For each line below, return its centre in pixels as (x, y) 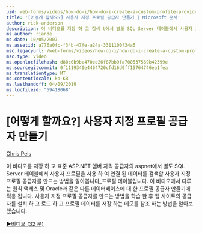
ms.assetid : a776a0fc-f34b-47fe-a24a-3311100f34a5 (71, 46)
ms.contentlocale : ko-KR (37, 79)
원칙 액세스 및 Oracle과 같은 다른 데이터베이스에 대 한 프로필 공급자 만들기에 (101, 188)
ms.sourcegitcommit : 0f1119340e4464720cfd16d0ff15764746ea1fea (87, 68)
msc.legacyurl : (25, 51)
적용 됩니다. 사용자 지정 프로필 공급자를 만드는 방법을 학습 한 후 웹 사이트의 (93, 196)
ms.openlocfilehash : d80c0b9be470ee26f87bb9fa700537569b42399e (87, 62)
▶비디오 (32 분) (25, 223)
